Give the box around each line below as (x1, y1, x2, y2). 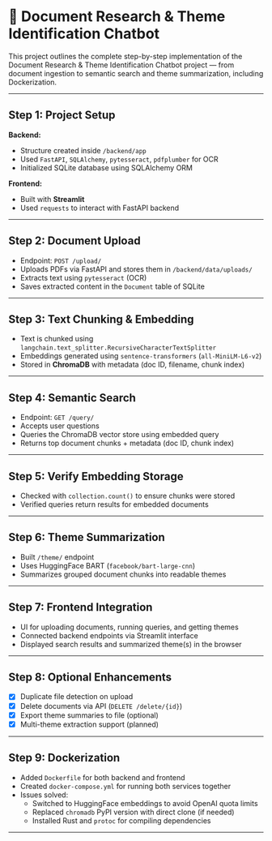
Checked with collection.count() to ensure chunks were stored (19, 491, 236, 500)
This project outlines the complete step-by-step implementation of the (8, 51, 243, 61)
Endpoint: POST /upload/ (19, 255, 102, 265)
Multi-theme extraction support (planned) (19, 719, 159, 729)
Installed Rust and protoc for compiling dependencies (32, 815, 211, 826)
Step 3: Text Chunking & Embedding (8, 312, 194, 326)
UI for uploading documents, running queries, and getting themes (19, 622, 239, 632)
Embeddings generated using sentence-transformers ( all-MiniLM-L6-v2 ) (19, 351, 262, 361)
